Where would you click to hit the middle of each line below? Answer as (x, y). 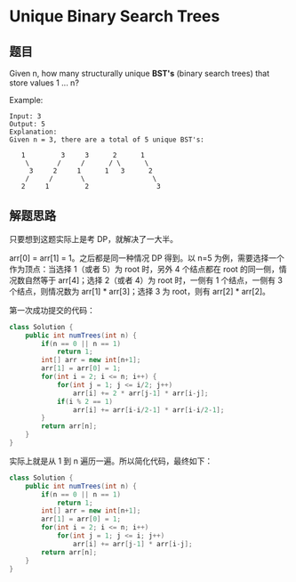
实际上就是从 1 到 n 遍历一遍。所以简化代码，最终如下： (111, 461)
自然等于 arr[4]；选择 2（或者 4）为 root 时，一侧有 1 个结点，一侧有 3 (153, 280)
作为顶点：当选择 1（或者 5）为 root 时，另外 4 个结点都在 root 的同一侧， (144, 269)
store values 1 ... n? (44, 83)
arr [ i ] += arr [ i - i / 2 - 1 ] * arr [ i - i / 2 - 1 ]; (148, 410)
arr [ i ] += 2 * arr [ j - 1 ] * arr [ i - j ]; (140, 393)
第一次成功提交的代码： (52, 310)
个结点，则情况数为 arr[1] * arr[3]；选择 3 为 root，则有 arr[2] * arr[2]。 (140, 291)
